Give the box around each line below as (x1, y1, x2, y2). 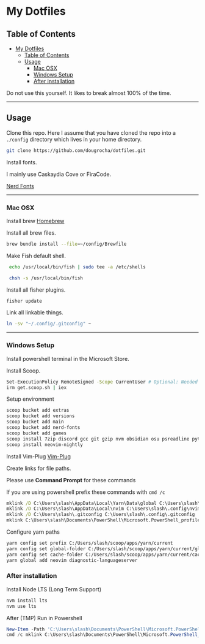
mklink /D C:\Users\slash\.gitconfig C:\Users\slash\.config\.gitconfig (6, 512, 195, 518)
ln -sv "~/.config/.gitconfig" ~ (6, 320, 92, 327)
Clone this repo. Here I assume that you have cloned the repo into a (6, 129, 176, 136)
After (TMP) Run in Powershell (6, 614, 82, 621)
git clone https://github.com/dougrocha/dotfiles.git (6, 147, 146, 154)
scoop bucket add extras (6, 407, 70, 414)
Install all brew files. (6, 229, 56, 237)
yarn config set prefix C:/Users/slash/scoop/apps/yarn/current (6, 540, 173, 547)
